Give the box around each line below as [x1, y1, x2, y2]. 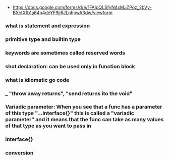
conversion [5, 149, 34, 156]
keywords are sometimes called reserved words [5, 49, 125, 56]
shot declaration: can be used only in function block [5, 63, 135, 70]
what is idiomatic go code [5, 76, 70, 83]
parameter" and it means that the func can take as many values [5, 116, 164, 123]
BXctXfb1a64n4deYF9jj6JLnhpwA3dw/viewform [12, 10, 112, 16]
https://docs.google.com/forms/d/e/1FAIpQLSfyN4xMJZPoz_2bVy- [12, 5, 152, 10]
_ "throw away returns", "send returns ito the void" [5, 90, 133, 97]
